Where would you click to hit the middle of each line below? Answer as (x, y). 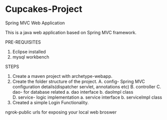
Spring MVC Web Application (35, 23)
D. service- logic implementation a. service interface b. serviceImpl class (87, 97)
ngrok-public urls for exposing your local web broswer (61, 112)
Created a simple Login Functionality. (50, 102)
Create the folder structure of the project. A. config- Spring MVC (79, 81)
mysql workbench (31, 57)
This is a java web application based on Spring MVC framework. (71, 32)
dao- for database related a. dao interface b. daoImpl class (73, 92)
